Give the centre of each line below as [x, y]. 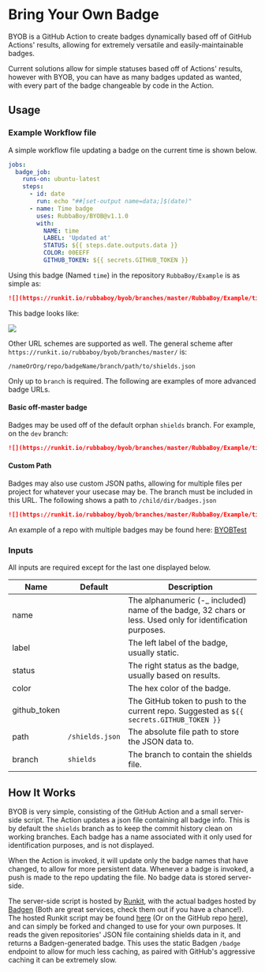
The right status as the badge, [183, 666]
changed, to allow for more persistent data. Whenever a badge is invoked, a [131, 869]
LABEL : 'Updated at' [77, 238]
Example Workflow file [52, 133]
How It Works [42, 792]
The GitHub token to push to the [187, 702]
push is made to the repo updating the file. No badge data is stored [117, 877]
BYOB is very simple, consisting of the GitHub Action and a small [113, 811]
